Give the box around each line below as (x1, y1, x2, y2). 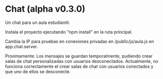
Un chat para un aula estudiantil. (5, 20, 70, 25)
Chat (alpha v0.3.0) (5, 3, 85, 15)
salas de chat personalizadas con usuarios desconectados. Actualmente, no (5, 58, 159, 64)
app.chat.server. (5, 43, 38, 49)
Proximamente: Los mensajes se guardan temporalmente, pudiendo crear (5, 53, 153, 59)
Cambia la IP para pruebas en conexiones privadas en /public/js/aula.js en (5, 38, 154, 44)
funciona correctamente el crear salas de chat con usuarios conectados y (5, 63, 154, 69)
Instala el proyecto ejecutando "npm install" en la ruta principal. (5, 29, 133, 35)
